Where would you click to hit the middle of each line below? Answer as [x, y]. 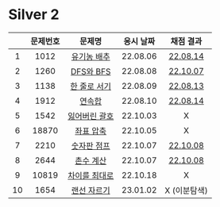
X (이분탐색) [186, 190]
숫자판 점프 [91, 146]
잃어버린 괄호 [91, 116]
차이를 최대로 [91, 175]
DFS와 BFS [91, 71]
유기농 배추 [91, 56]
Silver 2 [34, 15]
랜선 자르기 [91, 190]
